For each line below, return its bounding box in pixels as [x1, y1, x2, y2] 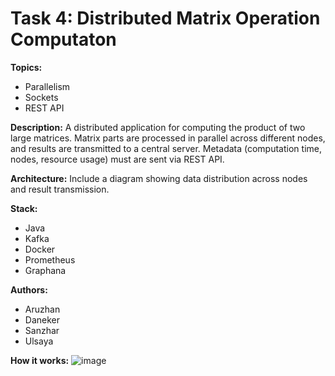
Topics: [10, 61, 43, 73]
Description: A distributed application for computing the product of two [10, 121, 306, 133]
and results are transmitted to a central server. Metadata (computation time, [10, 142, 322, 154]
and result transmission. [10, 183, 110, 195]
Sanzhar [24, 324, 60, 336]
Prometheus [24, 253, 76, 266]
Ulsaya [24, 335, 54, 347]
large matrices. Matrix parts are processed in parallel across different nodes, [10, 132, 326, 144]
